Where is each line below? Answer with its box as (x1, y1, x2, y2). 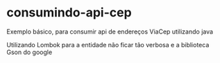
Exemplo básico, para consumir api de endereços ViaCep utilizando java (6, 27, 213, 36)
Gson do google (6, 48, 53, 56)
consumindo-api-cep (6, 5, 133, 21)
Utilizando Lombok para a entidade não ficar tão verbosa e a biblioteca (6, 40, 210, 49)
